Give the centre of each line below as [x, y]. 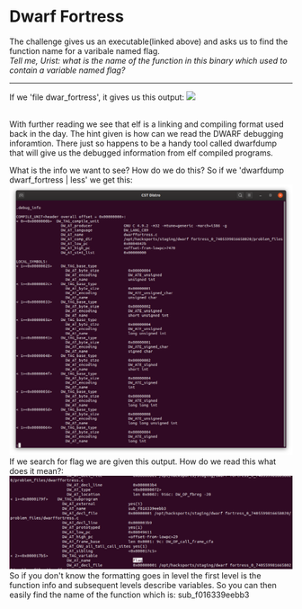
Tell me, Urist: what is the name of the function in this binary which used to [148, 60]
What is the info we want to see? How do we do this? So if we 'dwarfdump [147, 170]
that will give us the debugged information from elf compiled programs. [142, 152]
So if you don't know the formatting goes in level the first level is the [135, 575]
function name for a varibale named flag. [84, 50]
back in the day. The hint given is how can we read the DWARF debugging [147, 133]
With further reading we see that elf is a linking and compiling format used [147, 124]
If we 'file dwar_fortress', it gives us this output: [97, 97]
